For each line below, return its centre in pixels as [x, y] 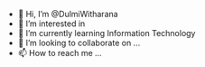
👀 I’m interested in [51, 24]
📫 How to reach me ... [60, 53]
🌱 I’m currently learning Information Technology [107, 33]
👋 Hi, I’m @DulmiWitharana [68, 14]
